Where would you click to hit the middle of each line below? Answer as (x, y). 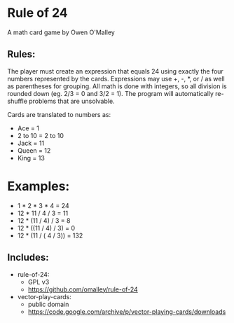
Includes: (28, 257)
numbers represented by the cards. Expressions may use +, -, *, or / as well (116, 78)
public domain (48, 304)
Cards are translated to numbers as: (59, 114)
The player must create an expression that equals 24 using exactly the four (116, 71)
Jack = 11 (30, 143)
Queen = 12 (34, 150)
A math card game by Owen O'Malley (61, 32)
